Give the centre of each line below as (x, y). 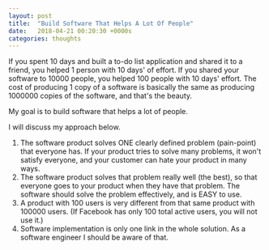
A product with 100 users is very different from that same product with (137, 203)
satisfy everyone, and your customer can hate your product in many (133, 160)
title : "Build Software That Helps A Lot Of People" (101, 23)
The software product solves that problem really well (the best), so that (139, 177)
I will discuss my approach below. (64, 127)
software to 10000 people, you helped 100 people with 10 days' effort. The (132, 78)
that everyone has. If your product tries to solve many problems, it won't (141, 151)
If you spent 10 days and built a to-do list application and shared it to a (126, 61)
